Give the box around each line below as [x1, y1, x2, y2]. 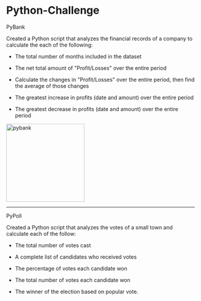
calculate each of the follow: [6, 230, 76, 237]
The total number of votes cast [14, 241, 92, 248]
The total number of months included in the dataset [14, 53, 142, 60]
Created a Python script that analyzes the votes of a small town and [6, 223, 173, 231]
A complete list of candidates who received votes [14, 253, 137, 260]
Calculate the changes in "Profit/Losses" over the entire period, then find [14, 76, 195, 83]
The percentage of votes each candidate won [14, 265, 127, 272]
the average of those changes [14, 82, 89, 90]
